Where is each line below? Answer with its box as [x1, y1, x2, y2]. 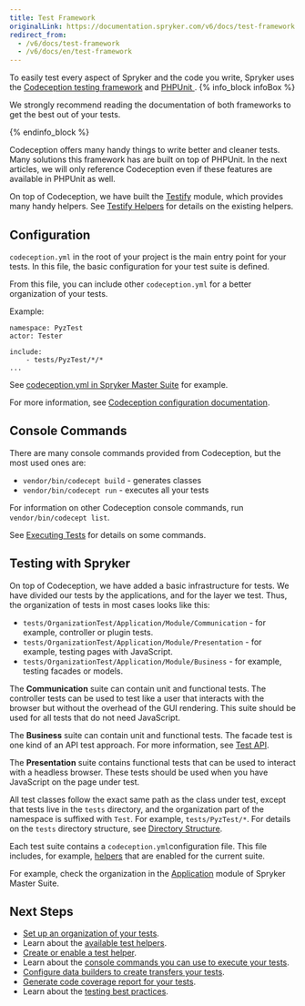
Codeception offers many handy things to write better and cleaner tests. [9, 145, 280, 156]
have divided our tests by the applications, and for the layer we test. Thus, [9, 589, 288, 601]
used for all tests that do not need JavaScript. [9, 712, 180, 723]
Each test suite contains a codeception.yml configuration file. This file [9, 840, 268, 851]
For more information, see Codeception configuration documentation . [9, 397, 270, 408]
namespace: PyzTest [9, 323, 84, 332]
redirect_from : [9, 30, 67, 39]
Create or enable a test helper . [22, 948, 137, 959]
